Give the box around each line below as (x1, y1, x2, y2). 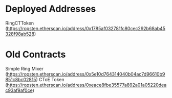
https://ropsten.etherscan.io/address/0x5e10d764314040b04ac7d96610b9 (7, 71, 165, 77)
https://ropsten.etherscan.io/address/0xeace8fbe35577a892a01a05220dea (7, 82, 167, 88)
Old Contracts (5, 49, 66, 60)
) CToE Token (35, 76, 65, 82)
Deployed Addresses (5, 3, 96, 15)
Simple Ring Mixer (5, 65, 44, 71)
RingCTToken (5, 20, 34, 26)
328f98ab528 (5, 31, 35, 37)
